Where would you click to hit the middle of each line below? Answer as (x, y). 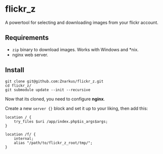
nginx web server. (30, 55)
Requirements (27, 38)
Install (15, 70)
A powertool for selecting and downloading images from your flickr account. (82, 22)
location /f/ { (20, 134)
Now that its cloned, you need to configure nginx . (55, 99)
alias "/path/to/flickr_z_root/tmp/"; (53, 143)
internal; (24, 138)
